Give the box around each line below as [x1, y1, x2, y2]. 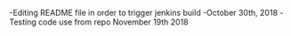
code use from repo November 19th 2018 [38, 17, 189, 27]
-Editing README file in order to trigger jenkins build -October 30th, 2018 [9, 8, 279, 18]
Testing [9, 17, 37, 27]
